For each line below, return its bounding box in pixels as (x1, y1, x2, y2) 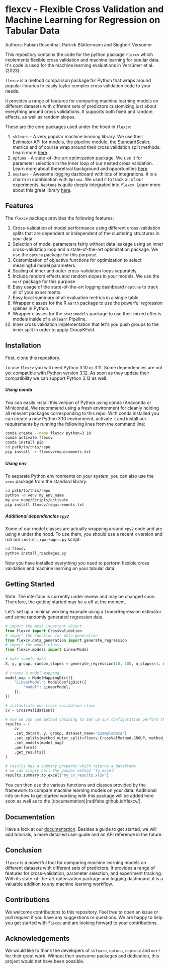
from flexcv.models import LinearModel (5, 647, 89, 652)
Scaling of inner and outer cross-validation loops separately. (12, 267, 138, 273)
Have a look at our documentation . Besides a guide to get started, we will (5, 826, 157, 832)
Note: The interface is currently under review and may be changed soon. (5, 593, 156, 599)
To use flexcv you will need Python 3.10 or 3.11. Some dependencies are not (5, 364, 162, 370)
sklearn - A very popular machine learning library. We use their (12, 133, 143, 139)
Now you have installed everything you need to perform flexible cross (5, 560, 150, 566)
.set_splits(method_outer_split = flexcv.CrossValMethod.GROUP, (14, 735, 147, 741)
